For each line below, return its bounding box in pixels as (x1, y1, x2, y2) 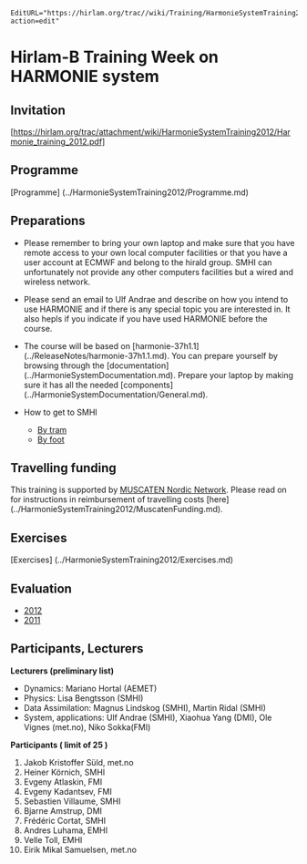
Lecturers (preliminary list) (10, 665, 115, 676)
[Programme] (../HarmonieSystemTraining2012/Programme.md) (10, 187, 250, 198)
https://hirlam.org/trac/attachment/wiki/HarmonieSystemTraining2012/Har (13, 127, 291, 137)
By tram (36, 424, 67, 435)
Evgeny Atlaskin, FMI (23, 776, 103, 787)
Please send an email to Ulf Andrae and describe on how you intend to (23, 293, 289, 304)
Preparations (10, 213, 86, 229)
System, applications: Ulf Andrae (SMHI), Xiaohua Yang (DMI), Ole (23, 712, 272, 723)
